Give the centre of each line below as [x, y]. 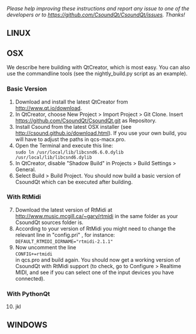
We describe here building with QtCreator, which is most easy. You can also [98, 68]
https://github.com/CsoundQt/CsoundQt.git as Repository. [86, 121]
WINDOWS [27, 325]
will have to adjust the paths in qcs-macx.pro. [70, 139]
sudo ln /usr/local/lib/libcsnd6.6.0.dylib [69, 152]
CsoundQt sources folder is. [49, 222]
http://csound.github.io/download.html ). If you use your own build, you [101, 133]
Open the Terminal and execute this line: [64, 145]
